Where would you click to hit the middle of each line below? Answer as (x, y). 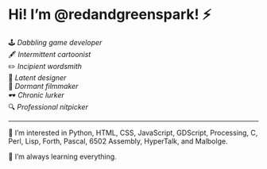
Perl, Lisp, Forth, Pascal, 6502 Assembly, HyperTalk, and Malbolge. (118, 141)
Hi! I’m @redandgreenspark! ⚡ (110, 15)
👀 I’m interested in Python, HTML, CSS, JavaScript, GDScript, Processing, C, (133, 133)
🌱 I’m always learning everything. (62, 156)
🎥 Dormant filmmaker (43, 86)
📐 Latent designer (37, 77)
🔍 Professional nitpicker (48, 106)
